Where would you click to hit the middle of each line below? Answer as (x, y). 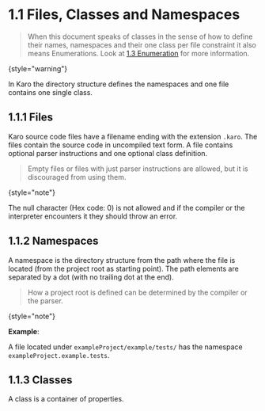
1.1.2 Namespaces (53, 241)
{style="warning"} (38, 68)
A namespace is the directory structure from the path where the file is (122, 260)
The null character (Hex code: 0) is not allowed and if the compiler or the (127, 207)
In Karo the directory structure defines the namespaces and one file (119, 84)
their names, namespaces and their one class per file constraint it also (142, 44)
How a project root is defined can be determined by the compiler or (137, 292)
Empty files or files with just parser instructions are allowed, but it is (138, 169)
